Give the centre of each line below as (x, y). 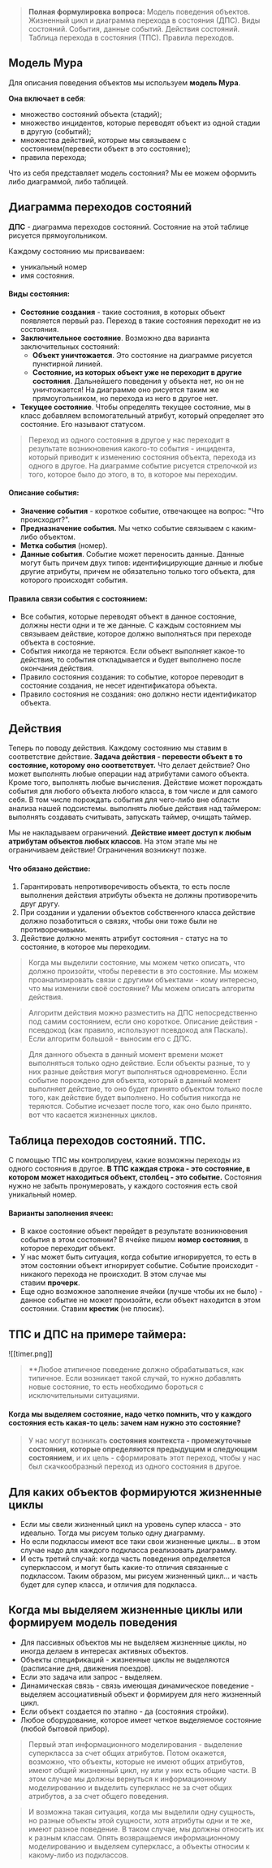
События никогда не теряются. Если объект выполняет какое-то (132, 651)
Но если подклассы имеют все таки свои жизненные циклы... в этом (140, 1542)
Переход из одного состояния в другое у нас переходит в (129, 440)
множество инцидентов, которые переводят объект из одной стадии (140, 123)
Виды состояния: (39, 294)
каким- (244, 528)
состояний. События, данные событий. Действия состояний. (134, 29)
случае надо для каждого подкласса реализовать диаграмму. (129, 1551)
